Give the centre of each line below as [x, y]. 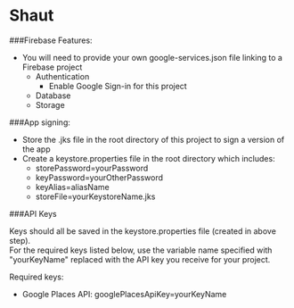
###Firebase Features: [51, 40]
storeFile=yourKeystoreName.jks [95, 196]
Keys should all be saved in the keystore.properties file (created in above [143, 231]
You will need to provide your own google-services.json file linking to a [152, 57]
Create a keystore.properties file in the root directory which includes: [148, 158]
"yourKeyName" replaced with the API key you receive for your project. [140, 259]
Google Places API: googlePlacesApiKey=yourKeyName [124, 294]
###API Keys [33, 213]
